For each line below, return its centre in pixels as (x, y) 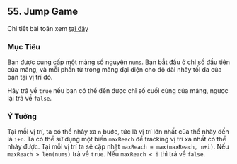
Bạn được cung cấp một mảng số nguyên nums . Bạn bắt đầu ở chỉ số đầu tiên (119, 62)
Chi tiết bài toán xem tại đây (48, 28)
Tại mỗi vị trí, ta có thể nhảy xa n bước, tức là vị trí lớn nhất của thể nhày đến (118, 132)
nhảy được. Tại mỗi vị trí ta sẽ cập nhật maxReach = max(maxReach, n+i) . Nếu (118, 146)
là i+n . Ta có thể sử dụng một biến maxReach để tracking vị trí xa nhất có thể (117, 139)
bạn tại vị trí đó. (30, 77)
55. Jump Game (43, 12)
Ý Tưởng (22, 117)
